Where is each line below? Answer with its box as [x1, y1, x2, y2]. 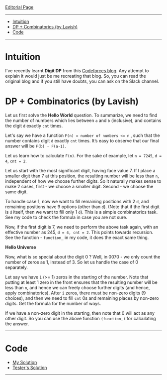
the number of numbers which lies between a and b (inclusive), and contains [5, 117, 162, 124]
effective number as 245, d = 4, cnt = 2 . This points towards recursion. [5, 229, 154, 235]
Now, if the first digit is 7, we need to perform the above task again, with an [5, 224, 159, 230]
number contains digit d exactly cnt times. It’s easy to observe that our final [5, 137, 159, 143]
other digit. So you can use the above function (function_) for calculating [5, 315, 156, 321]
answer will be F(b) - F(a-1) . [5, 143, 66, 149]
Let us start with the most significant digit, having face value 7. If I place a [5, 167, 156, 173]
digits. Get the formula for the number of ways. [5, 300, 101, 306]
